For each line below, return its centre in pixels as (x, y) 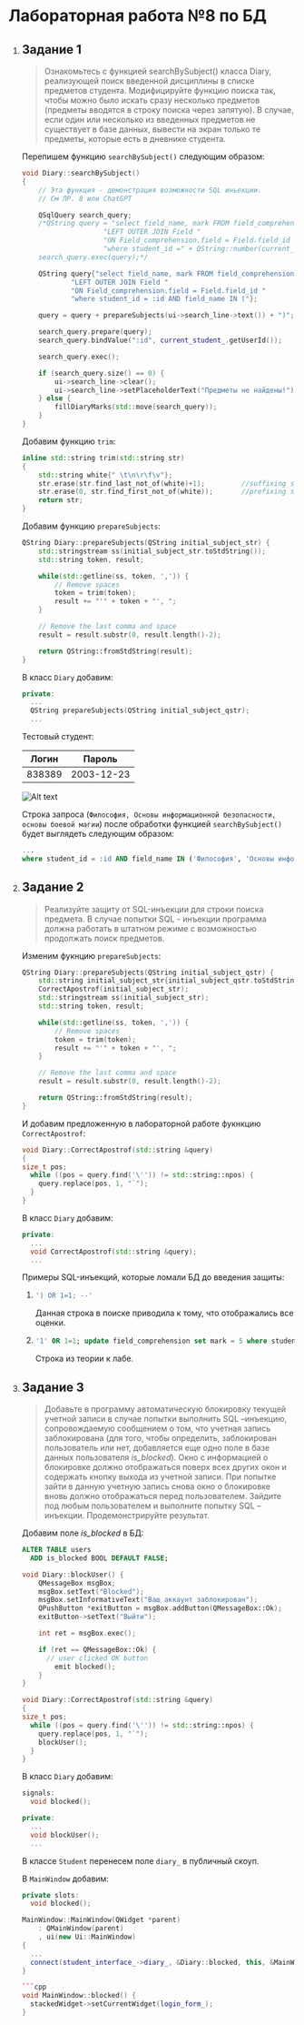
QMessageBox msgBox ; (77, 1583)
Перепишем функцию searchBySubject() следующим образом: (143, 156)
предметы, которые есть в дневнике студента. (135, 139)
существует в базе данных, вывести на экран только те (152, 129)
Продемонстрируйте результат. (148, 1515)
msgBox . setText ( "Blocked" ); (91, 1592)
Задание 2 (53, 887)
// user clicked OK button (97, 1658)
